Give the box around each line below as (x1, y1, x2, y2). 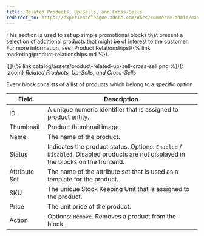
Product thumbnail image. (47, 123, 121, 131)
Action (9, 216, 29, 224)
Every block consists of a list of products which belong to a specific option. (6, 80, 195, 88)
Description (104, 95, 138, 103)
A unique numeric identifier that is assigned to (47, 105, 179, 113)
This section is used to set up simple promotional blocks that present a (6, 31, 183, 38)
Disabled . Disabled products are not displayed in (47, 150, 185, 158)
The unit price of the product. (47, 202, 132, 211)
